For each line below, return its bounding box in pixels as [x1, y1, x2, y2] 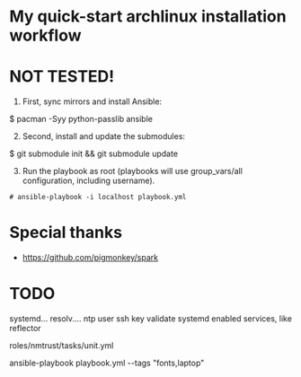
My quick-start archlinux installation [9, 6, 287, 27]
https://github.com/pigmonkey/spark [22, 252, 159, 263]
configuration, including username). [22, 175, 155, 186]
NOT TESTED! [9, 66, 115, 87]
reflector [9, 323, 42, 333]
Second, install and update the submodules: [22, 131, 186, 142]
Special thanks [9, 223, 123, 243]
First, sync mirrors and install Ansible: [22, 96, 163, 107]
